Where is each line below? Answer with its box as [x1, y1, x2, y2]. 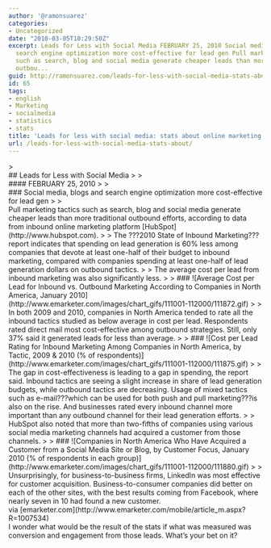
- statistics [8, 117, 52, 125]
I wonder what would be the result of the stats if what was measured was [8, 521, 252, 531]
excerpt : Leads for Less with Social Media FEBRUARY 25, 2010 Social [8, 42, 248, 50]
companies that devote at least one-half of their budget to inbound [8, 247, 230, 257]
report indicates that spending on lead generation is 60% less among [8, 239, 239, 249]
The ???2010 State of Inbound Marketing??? [113, 230, 260, 240]
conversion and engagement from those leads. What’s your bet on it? [8, 530, 238, 540]
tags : [8, 86, 27, 95]
